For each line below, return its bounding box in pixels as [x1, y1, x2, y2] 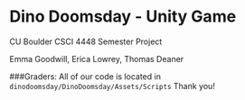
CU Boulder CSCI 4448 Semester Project [9, 36, 163, 47]
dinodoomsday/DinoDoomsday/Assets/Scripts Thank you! [9, 80, 215, 91]
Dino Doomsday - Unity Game [9, 6, 237, 27]
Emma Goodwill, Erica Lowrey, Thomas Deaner [9, 53, 184, 64]
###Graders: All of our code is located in [9, 70, 161, 82]
